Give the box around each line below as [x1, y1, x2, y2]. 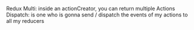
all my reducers [6, 18, 45, 24]
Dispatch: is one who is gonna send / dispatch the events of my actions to [6, 11, 188, 18]
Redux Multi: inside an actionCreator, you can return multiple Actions [6, 5, 175, 12]
